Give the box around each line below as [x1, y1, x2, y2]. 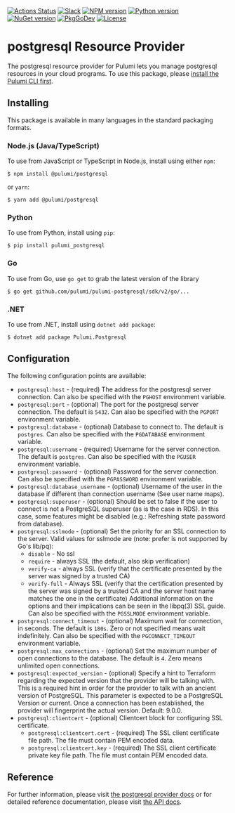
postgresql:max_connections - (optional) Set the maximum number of [17, 646, 217, 655]
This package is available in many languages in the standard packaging [7, 116, 214, 124]
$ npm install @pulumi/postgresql [7, 171, 109, 178]
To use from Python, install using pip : [7, 228, 116, 237]
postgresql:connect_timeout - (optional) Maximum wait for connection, [17, 616, 223, 625]
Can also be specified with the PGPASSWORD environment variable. [17, 474, 203, 483]
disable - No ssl [27, 549, 75, 558]
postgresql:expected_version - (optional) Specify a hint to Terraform [17, 668, 216, 677]
